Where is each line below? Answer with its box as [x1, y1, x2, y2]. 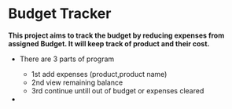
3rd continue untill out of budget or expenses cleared [31, 85, 204, 95]
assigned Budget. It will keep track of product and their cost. [8, 38, 210, 48]
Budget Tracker [8, 5, 112, 23]
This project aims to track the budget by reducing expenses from [8, 31, 225, 40]
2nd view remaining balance [31, 78, 123, 87]
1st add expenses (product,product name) [31, 69, 168, 78]
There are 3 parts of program [19, 54, 115, 64]
